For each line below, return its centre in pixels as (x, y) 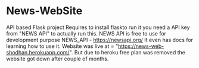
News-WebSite (44, 11)
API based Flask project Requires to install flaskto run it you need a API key (98, 27)
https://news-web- (141, 46)
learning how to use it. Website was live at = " (62, 46)
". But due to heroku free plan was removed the (128, 52)
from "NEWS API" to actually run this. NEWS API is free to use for (86, 33)
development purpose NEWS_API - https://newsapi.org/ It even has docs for (100, 40)
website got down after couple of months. (57, 59)
